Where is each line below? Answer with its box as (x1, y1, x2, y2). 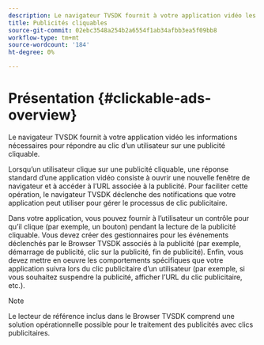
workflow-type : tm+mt (8, 33, 80, 42)
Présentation (8, 89, 95, 108)
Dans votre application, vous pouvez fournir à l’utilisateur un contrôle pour (8, 213, 250, 222)
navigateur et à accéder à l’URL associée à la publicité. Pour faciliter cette (8, 181, 249, 191)
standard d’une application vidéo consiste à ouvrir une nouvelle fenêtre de (8, 172, 251, 182)
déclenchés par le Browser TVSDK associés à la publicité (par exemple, (8, 238, 241, 248)
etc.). (8, 280, 25, 290)
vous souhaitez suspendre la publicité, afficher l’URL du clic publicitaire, (8, 272, 243, 282)
